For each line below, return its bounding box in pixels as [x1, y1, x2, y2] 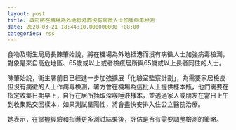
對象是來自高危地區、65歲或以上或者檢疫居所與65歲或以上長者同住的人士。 [7, 59, 225, 67]
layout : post [7, 10, 46, 18]
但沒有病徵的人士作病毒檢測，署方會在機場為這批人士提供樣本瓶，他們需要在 [7, 82, 229, 91]
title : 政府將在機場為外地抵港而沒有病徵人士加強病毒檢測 [7, 17, 155, 24]
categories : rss [7, 30, 55, 37]
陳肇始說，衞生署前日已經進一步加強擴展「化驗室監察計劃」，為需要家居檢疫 [7, 74, 226, 82]
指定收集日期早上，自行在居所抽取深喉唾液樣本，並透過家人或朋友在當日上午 [7, 91, 229, 100]
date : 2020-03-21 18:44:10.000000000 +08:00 [7, 23, 140, 30]
